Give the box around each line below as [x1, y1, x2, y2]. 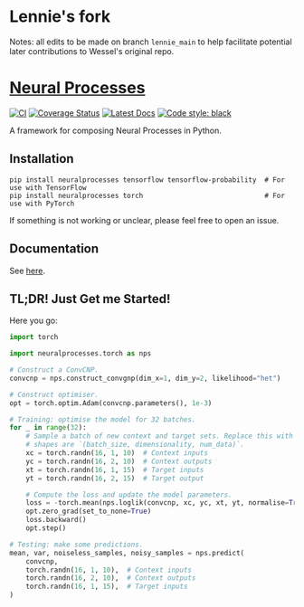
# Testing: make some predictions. [9, 540, 144, 549]
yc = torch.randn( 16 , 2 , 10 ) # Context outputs [25, 457, 213, 466]
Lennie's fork [9, 6, 111, 27]
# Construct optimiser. [9, 390, 100, 399]
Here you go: [9, 315, 58, 327]
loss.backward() [25, 516, 88, 525]
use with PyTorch [9, 199, 75, 208]
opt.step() [25, 524, 67, 533]
